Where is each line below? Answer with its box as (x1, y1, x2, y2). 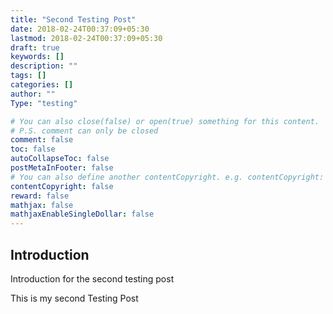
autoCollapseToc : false (10, 154, 110, 164)
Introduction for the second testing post (10, 272, 175, 285)
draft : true (10, 42, 60, 53)
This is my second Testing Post (10, 292, 139, 304)
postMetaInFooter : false (10, 163, 114, 173)
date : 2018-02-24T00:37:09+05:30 (10, 24, 150, 34)
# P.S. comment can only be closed (10, 126, 159, 136)
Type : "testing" (10, 98, 78, 108)
